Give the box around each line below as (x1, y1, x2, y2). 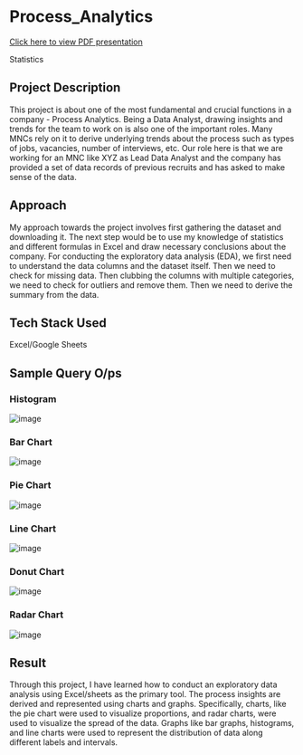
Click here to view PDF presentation (9, 36, 143, 47)
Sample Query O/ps (9, 365, 122, 381)
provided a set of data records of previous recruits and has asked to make (9, 161, 286, 173)
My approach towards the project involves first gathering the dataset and (9, 222, 282, 233)
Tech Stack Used (9, 315, 107, 330)
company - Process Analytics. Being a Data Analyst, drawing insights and (9, 113, 283, 124)
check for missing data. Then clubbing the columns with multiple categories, (9, 270, 295, 281)
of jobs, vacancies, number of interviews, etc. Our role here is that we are (9, 142, 283, 153)
